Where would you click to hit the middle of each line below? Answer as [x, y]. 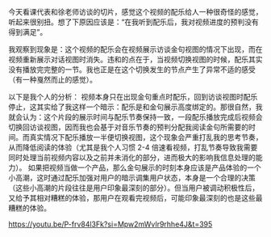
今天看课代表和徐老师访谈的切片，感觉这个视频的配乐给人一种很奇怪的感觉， [135, 12]
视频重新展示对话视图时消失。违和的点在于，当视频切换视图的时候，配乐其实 [135, 59]
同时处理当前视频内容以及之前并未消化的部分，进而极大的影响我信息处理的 [132, 157]
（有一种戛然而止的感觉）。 [52, 80]
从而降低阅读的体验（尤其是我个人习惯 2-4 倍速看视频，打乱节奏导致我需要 [133, 147]
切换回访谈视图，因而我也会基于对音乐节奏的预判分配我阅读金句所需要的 [128, 127]
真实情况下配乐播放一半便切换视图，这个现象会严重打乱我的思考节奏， [146, 137]
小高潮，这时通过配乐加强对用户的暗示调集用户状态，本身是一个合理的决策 [132, 178]
